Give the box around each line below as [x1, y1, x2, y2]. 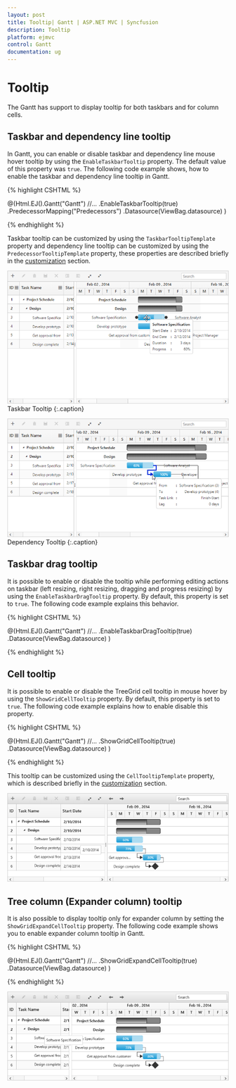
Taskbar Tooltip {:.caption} [7, 405, 84, 413]
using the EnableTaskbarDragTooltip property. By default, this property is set [7, 592, 229, 600]
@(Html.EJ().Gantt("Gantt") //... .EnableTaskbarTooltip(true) [7, 199, 178, 208]
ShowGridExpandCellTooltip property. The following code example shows [7, 921, 218, 930]
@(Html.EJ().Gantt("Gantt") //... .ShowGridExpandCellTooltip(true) [7, 956, 198, 965]
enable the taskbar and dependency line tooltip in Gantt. [7, 172, 170, 180]
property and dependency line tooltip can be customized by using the [7, 242, 209, 250]
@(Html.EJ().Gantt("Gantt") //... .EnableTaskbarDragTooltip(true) [7, 627, 192, 635]
